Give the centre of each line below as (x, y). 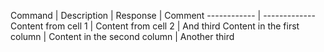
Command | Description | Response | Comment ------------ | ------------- (163, 15)
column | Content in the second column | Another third (122, 36)
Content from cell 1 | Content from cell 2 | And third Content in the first (155, 26)
